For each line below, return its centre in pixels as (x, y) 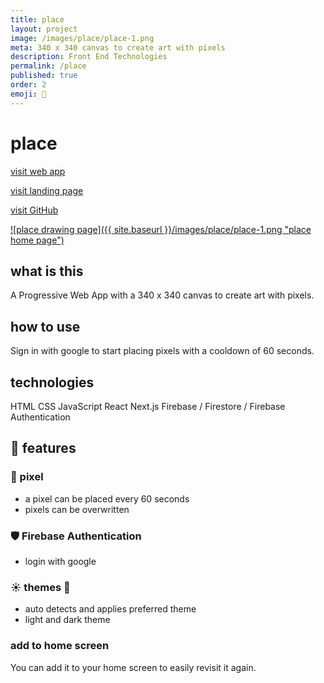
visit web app (38, 171)
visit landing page (47, 190)
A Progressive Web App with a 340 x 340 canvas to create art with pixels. (162, 295)
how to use (45, 326)
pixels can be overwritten (77, 509)
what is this (47, 271)
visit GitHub (34, 210)
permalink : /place (48, 66)
